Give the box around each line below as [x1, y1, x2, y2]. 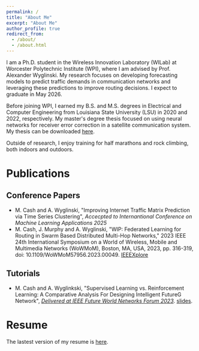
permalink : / [6, 8, 39, 15]
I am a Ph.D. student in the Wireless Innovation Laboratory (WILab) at [6, 58, 177, 66]
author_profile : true [6, 25, 61, 32]
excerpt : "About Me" [6, 20, 58, 26]
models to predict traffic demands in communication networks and [6, 77, 171, 85]
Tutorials [6, 268, 40, 279]
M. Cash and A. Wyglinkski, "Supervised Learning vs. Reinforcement [14, 284, 185, 292]
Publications [6, 167, 70, 181]
